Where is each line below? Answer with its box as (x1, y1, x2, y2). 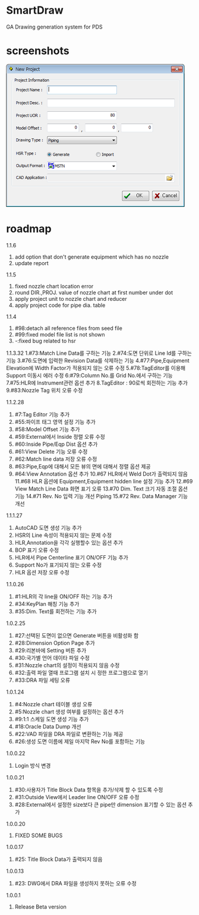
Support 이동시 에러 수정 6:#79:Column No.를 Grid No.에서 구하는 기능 (6, 372, 173, 379)
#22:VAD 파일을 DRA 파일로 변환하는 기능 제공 (14, 730, 124, 737)
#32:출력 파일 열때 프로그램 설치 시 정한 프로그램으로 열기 (14, 669, 149, 676)
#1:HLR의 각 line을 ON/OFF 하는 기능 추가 (14, 593, 113, 600)
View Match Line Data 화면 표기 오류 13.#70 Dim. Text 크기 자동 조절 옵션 (14, 485, 188, 492)
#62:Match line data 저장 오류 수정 (14, 455, 97, 463)
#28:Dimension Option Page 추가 (14, 639, 95, 646)
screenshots (6, 44, 70, 58)
